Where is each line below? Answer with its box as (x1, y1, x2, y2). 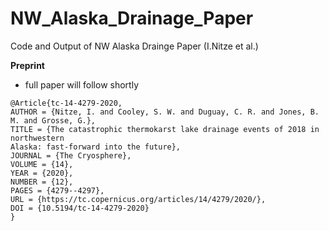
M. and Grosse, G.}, (10, 115, 97, 126)
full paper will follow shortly (24, 78, 139, 91)
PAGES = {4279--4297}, (10, 185, 105, 196)
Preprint (10, 59, 45, 71)
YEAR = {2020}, (10, 168, 74, 178)
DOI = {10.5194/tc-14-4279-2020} (10, 203, 150, 213)
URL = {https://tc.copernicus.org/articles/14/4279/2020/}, (10, 194, 267, 204)
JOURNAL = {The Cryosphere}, (10, 150, 132, 161)
